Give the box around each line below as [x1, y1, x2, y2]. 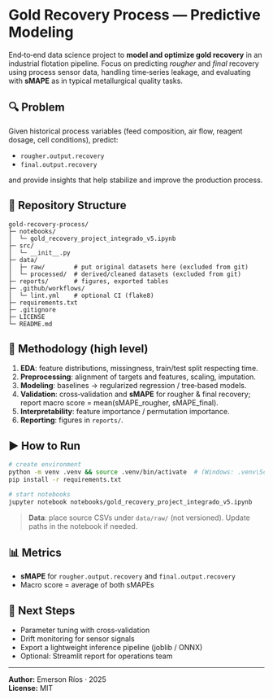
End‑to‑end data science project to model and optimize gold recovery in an [8, 50, 262, 59]
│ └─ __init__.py [8, 248, 71, 257]
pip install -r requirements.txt [8, 475, 122, 483]
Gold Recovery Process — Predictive [8, 6, 262, 24]
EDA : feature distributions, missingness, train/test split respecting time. [19, 364, 258, 374]
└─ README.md [8, 320, 53, 328]
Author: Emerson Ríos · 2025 [8, 675, 107, 684]
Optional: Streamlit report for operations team [19, 651, 173, 661]
